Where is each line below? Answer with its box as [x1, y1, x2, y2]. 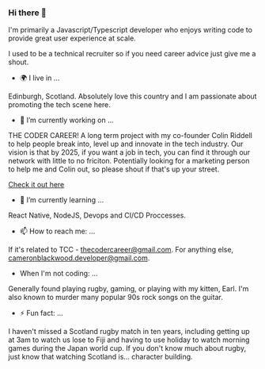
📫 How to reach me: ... [19, 226, 96, 236]
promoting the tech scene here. [8, 100, 111, 110]
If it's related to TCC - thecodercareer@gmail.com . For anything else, [8, 245, 234, 255]
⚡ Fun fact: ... [19, 309, 63, 318]
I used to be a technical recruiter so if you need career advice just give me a [8, 49, 256, 59]
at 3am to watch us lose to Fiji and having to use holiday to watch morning [8, 335, 250, 344]
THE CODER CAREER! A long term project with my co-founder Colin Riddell [8, 131, 253, 140]
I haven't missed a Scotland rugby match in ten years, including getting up [8, 327, 251, 336]
